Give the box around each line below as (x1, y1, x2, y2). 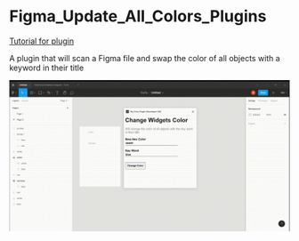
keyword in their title (9, 62, 85, 73)
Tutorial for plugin (9, 36, 74, 46)
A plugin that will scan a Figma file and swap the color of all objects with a (9, 52, 280, 63)
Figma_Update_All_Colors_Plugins (9, 6, 267, 27)
